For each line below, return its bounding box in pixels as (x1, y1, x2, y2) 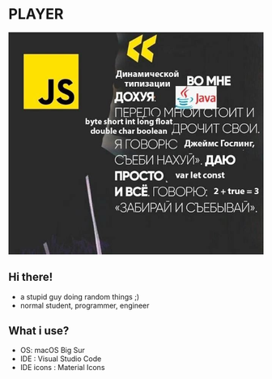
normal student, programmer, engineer (19, 300, 150, 310)
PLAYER (8, 5, 64, 24)
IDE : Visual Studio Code (19, 354, 102, 364)
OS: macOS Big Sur (19, 346, 85, 355)
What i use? (8, 324, 70, 338)
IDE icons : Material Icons (19, 363, 105, 373)
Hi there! (8, 270, 53, 284)
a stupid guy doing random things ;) (19, 291, 140, 301)
